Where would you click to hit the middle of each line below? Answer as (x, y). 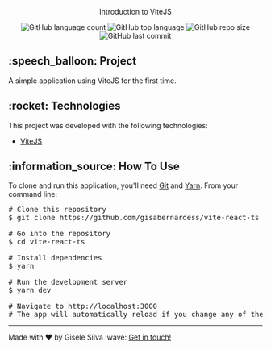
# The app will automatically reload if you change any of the (136, 315)
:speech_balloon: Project (73, 61)
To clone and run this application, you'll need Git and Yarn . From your (123, 185)
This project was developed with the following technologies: (108, 125)
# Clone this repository (57, 210)
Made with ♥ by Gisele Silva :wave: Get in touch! (90, 337)
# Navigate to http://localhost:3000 (83, 306)
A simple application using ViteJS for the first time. (92, 81)
